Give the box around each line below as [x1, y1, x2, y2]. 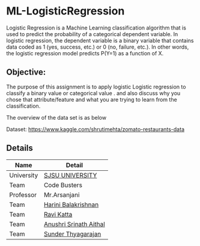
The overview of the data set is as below [6, 114, 107, 121]
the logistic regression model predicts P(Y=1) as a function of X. [6, 49, 164, 57]
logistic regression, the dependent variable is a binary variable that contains [6, 37, 194, 44]
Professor [9, 191, 37, 199]
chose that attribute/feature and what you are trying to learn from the [6, 96, 177, 103]
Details [6, 143, 33, 153]
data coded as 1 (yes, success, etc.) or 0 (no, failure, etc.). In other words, [6, 43, 189, 51]
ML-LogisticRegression [6, 4, 125, 18]
